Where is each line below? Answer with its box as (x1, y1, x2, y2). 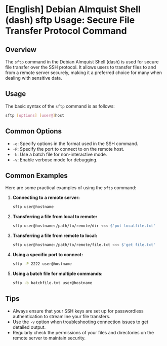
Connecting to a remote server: (12, 194, 80, 201)
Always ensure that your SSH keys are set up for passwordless (12, 308, 144, 314)
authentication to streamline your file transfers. (12, 313, 110, 319)
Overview (5, 45, 37, 54)
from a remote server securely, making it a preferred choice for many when (5, 70, 162, 76)
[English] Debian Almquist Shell (5, 4, 141, 15)
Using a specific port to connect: (12, 251, 83, 257)
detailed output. (12, 324, 46, 330)
